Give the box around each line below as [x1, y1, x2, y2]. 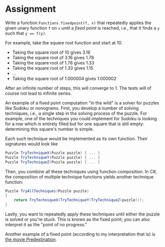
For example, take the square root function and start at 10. [5, 39, 123, 45]
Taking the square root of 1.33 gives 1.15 [12, 65, 94, 71]
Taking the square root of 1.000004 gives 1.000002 [12, 75, 117, 81]
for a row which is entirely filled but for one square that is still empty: [5, 121, 144, 127]
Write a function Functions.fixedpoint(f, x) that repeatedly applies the [5, 20, 152, 26]
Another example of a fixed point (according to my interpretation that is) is [5, 231, 156, 237]
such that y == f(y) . [5, 30, 47, 36]
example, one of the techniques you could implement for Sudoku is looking [5, 115, 157, 121]
